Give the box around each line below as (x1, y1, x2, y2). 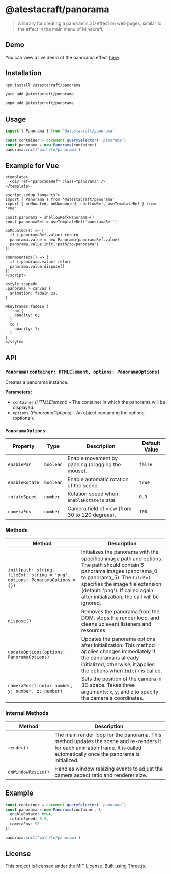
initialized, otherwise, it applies (81, 660, 155, 668)
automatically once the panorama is (54, 750, 140, 757)
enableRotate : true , (10, 812, 53, 817)
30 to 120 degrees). (67, 511, 116, 518)
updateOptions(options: (8, 649, 66, 655)
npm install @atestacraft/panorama (5, 83, 81, 88)
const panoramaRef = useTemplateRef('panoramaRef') (5, 219, 117, 225)
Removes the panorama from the (81, 607, 160, 615)
